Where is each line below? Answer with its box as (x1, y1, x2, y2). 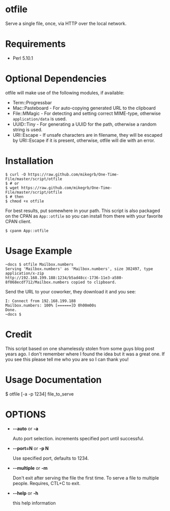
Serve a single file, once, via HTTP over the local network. (5, 20, 127, 26)
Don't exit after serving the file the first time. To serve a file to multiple (12, 474, 159, 481)
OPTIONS (5, 408, 46, 420)
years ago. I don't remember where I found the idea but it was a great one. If (5, 351, 165, 357)
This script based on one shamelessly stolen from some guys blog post (5, 345, 155, 351)
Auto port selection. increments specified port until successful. (12, 435, 145, 441)
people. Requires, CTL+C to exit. (12, 480, 81, 486)
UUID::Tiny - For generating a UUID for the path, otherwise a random (12, 121, 157, 127)
